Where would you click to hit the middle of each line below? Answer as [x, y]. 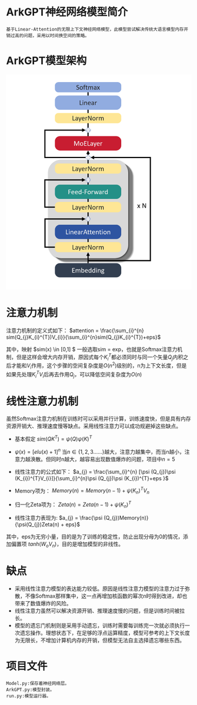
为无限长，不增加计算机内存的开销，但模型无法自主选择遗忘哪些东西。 [100, 640]
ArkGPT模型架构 [46, 61]
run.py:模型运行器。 [29, 696]
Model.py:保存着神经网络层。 [38, 684]
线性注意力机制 [42, 401]
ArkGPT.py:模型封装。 [30, 690]
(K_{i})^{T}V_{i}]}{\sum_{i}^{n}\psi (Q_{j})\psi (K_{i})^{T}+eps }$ [91, 478]
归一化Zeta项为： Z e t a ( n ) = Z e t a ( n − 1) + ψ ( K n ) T [73, 504]
